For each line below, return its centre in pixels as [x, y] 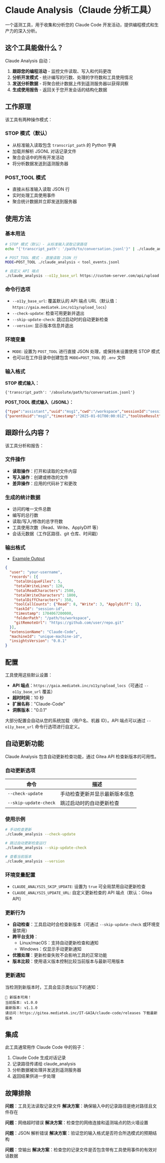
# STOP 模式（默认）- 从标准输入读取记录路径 [46, 244]
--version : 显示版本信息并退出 [43, 326]
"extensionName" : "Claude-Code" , [44, 632]
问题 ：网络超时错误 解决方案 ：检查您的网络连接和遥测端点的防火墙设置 [77, 1123]
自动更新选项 [20, 770]
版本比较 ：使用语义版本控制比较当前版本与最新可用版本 [68, 962]
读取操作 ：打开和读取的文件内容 [44, 471]
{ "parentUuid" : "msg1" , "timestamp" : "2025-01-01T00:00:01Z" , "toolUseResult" [83, 416]
